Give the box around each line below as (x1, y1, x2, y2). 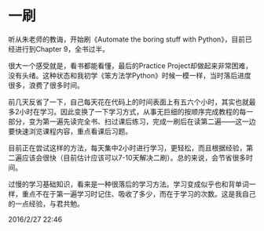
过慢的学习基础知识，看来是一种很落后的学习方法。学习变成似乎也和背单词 (8, 179, 249, 189)
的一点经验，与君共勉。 (8, 199, 84, 208)
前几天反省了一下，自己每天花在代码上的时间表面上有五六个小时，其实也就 (8, 97, 249, 106)
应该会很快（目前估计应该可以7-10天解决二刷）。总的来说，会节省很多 (21, 153, 246, 162)
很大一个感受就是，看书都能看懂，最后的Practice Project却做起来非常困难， (8, 60, 253, 70)
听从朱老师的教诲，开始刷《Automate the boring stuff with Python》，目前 (8, 34, 246, 44)
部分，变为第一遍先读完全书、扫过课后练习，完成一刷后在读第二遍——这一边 (8, 117, 256, 126)
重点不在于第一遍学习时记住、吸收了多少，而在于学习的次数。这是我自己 (21, 189, 256, 198)
